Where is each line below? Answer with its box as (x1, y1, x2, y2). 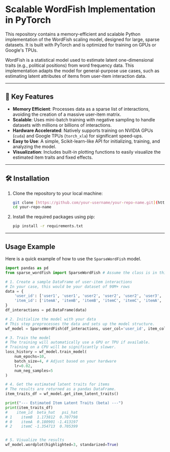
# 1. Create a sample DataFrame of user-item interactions (5, 279, 133, 284)
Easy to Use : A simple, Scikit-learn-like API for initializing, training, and (12, 138, 160, 144)
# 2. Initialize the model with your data (5, 317, 96, 322)
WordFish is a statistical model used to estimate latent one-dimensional (5, 57, 154, 63)
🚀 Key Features (5, 93, 54, 101)
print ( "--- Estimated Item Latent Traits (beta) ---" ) (5, 400, 123, 405)
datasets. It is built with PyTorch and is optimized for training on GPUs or (5, 41, 156, 48)
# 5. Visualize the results (5, 437, 65, 443)
